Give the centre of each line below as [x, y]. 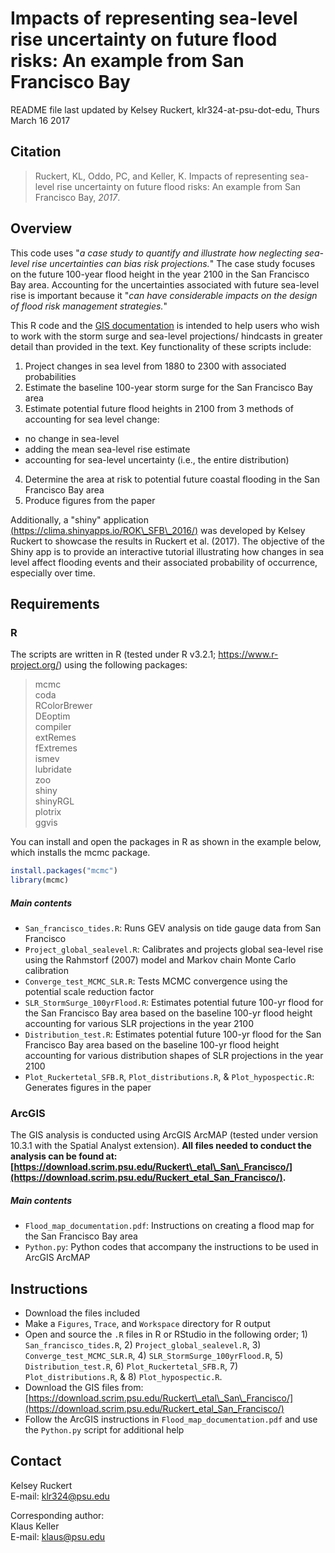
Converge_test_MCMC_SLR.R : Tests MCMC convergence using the [156, 981]
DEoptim [52, 716]
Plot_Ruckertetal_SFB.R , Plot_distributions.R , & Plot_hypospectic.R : [169, 1076]
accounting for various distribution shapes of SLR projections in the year [174, 1055]
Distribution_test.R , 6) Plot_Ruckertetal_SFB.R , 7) [131, 1366]
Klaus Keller [35, 1526]
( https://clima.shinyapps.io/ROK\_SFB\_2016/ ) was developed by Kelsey [158, 530]
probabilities [50, 376]
